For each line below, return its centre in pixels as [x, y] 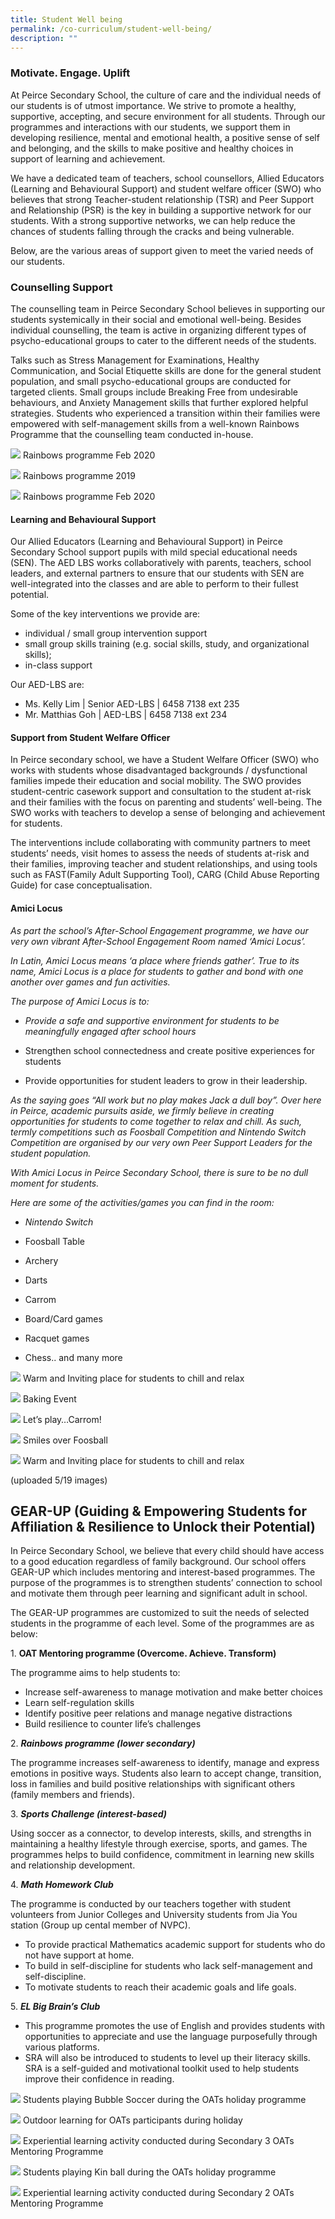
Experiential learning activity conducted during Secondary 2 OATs [158, 2193]
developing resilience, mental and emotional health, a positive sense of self [165, 137]
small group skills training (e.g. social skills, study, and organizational [167, 644]
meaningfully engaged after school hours [110, 1031]
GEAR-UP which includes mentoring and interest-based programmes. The [163, 1572]
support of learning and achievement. [88, 158]
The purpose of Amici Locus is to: [80, 1001]
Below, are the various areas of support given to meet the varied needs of [162, 250]
